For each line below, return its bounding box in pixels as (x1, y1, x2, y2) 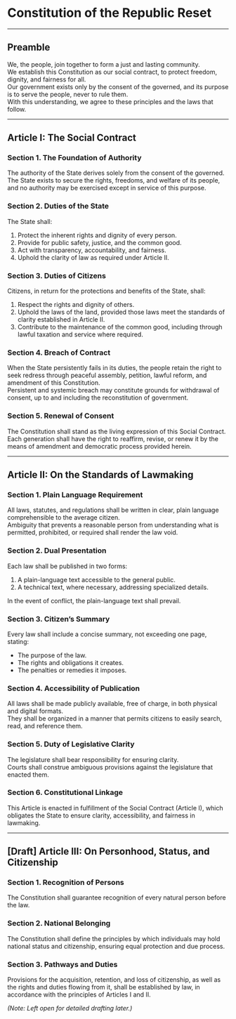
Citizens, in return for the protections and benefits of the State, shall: (7, 287, 206, 296)
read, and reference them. (7, 722, 83, 730)
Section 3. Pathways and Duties (7, 959, 118, 969)
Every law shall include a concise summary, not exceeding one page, (7, 630, 207, 638)
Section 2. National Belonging (7, 919, 111, 928)
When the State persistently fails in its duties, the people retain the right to (7, 364, 222, 372)
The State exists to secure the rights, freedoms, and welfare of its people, (7, 176, 221, 185)
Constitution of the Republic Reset (7, 5, 212, 21)
